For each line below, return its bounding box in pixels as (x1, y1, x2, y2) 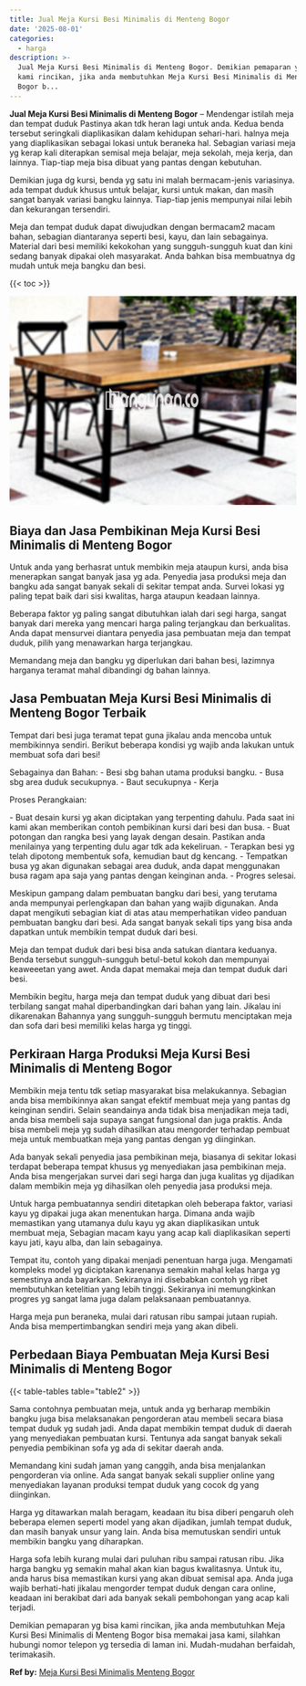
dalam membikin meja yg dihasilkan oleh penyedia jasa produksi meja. (9, 1180, 273, 1191)
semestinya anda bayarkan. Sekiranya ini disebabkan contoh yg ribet (9, 1273, 269, 1284)
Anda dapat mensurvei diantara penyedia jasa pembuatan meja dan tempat (9, 628, 291, 639)
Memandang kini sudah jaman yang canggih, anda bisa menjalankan (9, 1460, 266, 1471)
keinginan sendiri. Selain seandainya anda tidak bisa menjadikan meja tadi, (9, 1105, 290, 1115)
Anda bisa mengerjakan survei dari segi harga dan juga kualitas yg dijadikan (9, 1170, 295, 1181)
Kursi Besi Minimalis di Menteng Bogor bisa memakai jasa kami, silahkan (9, 1629, 280, 1640)
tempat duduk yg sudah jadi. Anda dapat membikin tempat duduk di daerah (9, 1422, 292, 1433)
